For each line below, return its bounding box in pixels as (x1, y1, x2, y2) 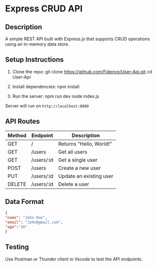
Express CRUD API (5, 3, 83, 14)
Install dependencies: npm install (12, 83, 80, 89)
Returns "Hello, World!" (58, 140, 112, 147)
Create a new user (58, 164, 101, 171)
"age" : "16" (5, 224, 28, 230)
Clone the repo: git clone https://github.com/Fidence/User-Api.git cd (12, 68, 153, 74)
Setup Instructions (5, 56, 64, 64)
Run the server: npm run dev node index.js (12, 93, 100, 99)
